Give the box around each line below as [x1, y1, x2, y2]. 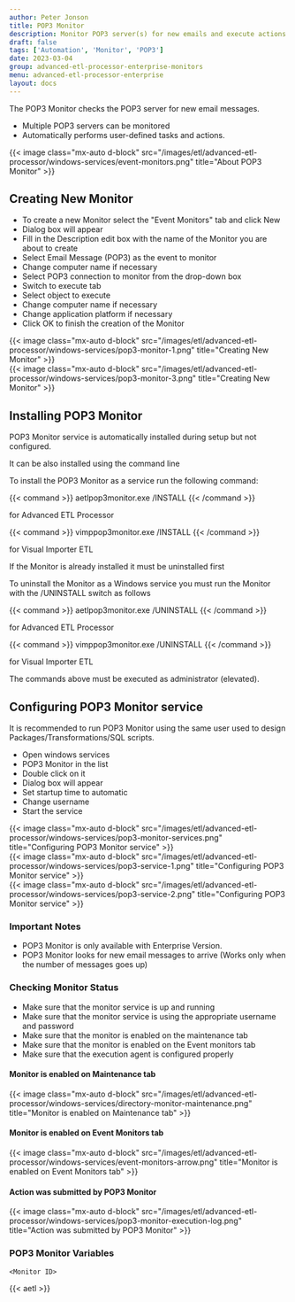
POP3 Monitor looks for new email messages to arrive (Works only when [21, 949, 286, 961]
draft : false [9, 37, 57, 47]
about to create [21, 243, 78, 253]
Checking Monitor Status [9, 981, 119, 994]
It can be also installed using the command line [9, 458, 180, 469]
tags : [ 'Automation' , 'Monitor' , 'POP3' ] [9, 46, 164, 55]
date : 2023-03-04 [9, 54, 73, 63]
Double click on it [21, 768, 86, 779]
